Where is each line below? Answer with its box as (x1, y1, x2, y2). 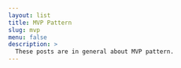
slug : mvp (8, 26, 41, 34)
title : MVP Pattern (8, 19, 72, 27)
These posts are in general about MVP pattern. (15, 48, 175, 55)
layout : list (8, 11, 51, 20)
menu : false (8, 33, 47, 41)
